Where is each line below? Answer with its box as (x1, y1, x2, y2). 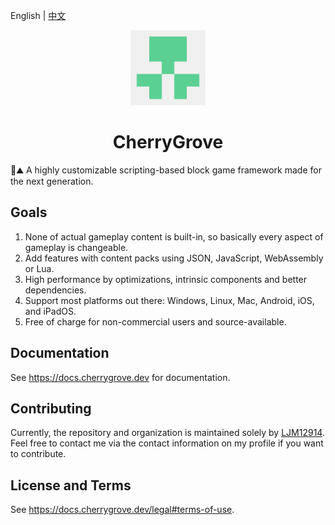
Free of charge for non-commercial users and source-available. (24, 315, 287, 328)
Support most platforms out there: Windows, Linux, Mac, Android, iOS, (24, 294, 315, 306)
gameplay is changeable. (24, 241, 129, 253)
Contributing (10, 400, 92, 417)
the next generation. (10, 175, 94, 187)
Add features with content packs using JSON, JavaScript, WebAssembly (24, 252, 324, 264)
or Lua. (24, 262, 55, 274)
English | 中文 (10, 10, 67, 21)
